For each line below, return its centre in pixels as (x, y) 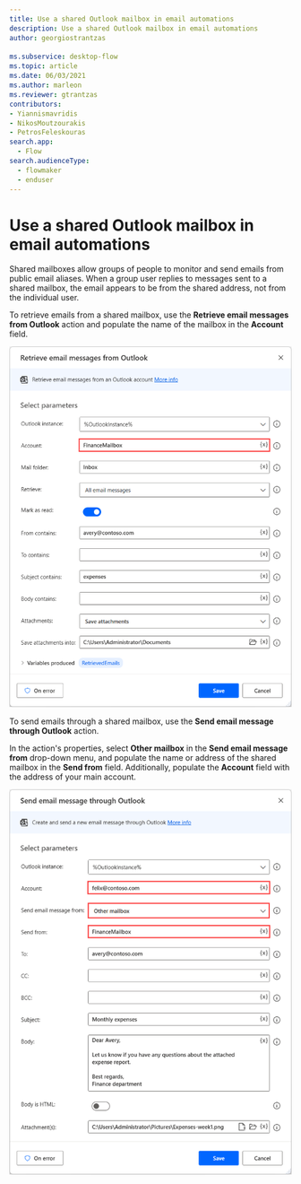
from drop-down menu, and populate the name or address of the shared (143, 757)
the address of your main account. (73, 777)
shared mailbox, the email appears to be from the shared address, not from (148, 288)
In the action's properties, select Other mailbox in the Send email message (149, 748)
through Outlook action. (54, 730)
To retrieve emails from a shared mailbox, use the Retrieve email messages (149, 315)
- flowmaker (40, 170)
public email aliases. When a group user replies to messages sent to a (138, 279)
